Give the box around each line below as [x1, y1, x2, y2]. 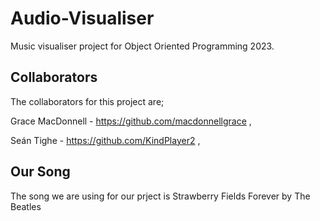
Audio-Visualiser [10, 7, 155, 30]
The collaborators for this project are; [10, 95, 165, 107]
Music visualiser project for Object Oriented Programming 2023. [10, 40, 275, 52]
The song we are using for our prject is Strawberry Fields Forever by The [10, 190, 311, 202]
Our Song [10, 163, 71, 181]
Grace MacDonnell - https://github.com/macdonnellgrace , [10, 115, 252, 127]
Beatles [10, 200, 42, 212]
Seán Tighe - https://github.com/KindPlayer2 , [10, 134, 201, 146]
